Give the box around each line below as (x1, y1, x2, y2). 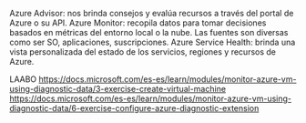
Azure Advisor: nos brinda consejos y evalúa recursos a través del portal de (9, 8, 294, 18)
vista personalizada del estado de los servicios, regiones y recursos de (9, 46, 276, 57)
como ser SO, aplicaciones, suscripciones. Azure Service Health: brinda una (9, 36, 296, 47)
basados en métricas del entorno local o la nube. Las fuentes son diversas (9, 27, 289, 37)
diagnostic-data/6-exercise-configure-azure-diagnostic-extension (9, 103, 260, 113)
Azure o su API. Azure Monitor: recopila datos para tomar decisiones (9, 17, 267, 28)
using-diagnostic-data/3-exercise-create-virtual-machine (9, 84, 226, 94)
